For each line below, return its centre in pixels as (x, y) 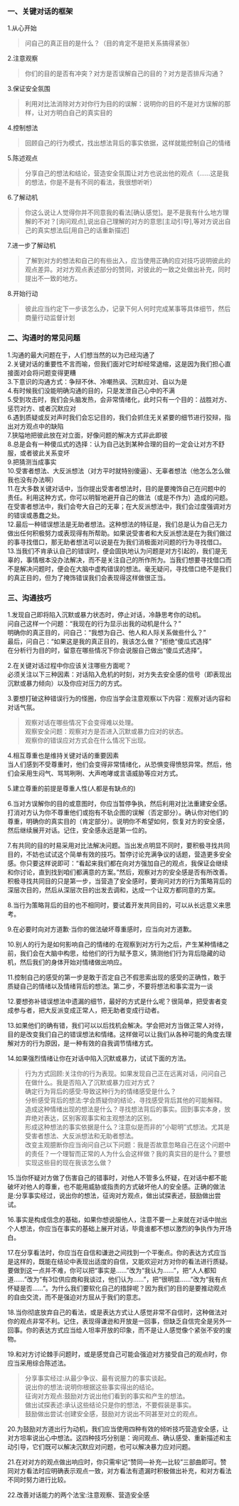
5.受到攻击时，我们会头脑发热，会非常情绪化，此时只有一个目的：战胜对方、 (119, 399)
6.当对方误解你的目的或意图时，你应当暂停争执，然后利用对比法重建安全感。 (119, 803)
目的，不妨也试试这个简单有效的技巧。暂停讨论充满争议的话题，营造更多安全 (119, 854)
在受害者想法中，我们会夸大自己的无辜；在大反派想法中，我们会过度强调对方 (119, 506)
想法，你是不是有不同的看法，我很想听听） (94, 182)
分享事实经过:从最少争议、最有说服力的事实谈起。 (97, 1378)
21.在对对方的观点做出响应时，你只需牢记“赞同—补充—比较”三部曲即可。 (114, 1462)
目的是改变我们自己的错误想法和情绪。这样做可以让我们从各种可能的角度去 (116, 1034)
